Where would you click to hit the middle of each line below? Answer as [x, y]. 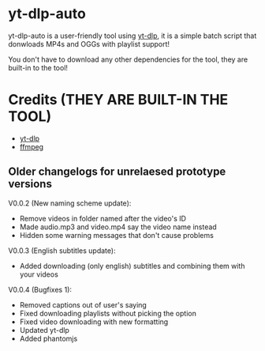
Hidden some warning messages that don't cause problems [117, 235]
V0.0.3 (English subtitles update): [62, 251]
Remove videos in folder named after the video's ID [103, 218]
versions [30, 184]
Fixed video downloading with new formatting [94, 322]
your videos [39, 274]
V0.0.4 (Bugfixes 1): [40, 289]
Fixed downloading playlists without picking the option [108, 313]
